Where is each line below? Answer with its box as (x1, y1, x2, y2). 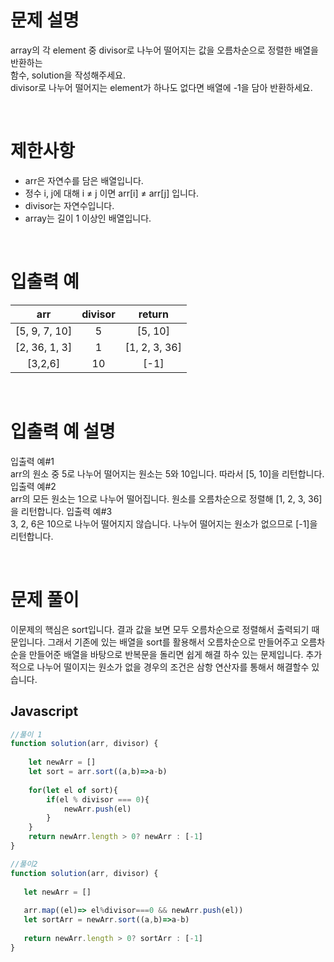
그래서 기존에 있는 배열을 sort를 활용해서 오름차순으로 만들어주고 (47, 636, 299, 648)
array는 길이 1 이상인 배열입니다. (24, 212, 152, 224)
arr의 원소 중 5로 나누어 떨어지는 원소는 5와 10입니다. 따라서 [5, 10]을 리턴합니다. (10, 467, 325, 480)
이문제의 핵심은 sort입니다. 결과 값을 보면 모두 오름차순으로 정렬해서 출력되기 (10, 623, 310, 635)
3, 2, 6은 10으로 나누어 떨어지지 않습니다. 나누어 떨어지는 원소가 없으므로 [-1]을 (10, 517, 318, 530)
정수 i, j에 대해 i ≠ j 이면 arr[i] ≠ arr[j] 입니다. (24, 187, 199, 199)
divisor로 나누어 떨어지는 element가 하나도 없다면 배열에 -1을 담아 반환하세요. (10, 81, 313, 93)
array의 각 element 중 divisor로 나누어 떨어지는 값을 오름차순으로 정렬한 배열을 (10, 44, 319, 56)
